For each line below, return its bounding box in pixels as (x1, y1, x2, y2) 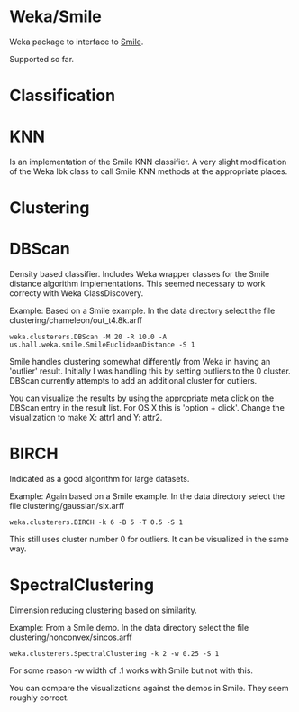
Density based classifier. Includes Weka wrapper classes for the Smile (9, 269, 270, 280)
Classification (9, 86, 115, 106)
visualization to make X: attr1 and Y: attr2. (9, 412, 163, 423)
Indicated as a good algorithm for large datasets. (9, 474, 190, 485)
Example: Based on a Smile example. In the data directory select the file (9, 305, 276, 317)
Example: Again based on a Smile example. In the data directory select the (9, 491, 285, 502)
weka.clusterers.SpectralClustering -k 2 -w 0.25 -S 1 (9, 650, 220, 659)
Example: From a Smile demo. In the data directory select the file (9, 623, 249, 633)
